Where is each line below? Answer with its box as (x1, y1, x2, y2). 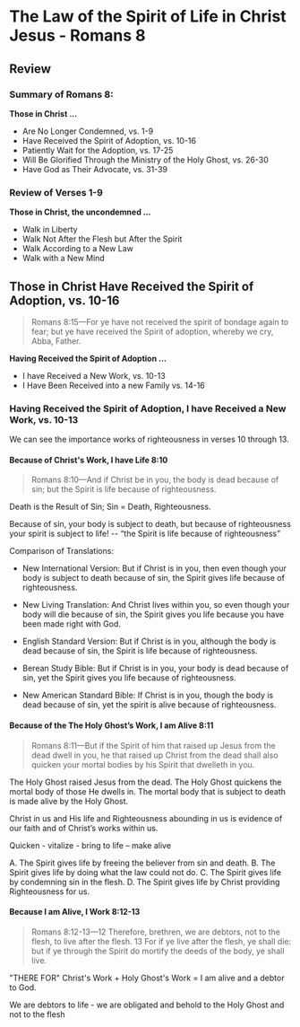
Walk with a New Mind (21, 253, 105, 264)
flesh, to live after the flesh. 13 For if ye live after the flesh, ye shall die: (30, 935, 292, 946)
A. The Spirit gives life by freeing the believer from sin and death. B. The (9, 857, 276, 868)
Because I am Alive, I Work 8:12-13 (9, 907, 141, 917)
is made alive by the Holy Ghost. (9, 795, 129, 806)
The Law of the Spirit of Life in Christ (9, 6, 287, 27)
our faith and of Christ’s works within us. (9, 822, 159, 833)
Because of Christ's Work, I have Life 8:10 (9, 454, 168, 465)
